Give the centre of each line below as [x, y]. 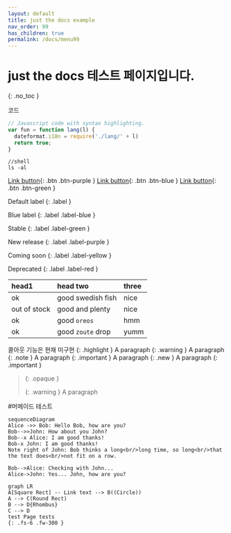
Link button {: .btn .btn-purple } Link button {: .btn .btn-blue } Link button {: [112, 181]
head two [73, 286]
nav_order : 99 [28, 26]
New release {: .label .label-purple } [59, 242]
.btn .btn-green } [32, 188]
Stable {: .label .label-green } [49, 229]
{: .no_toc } [24, 96]
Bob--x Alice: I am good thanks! [56, 438]
